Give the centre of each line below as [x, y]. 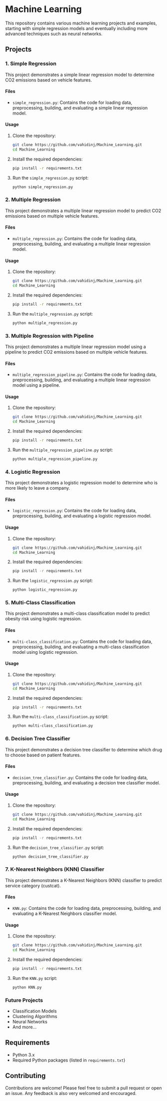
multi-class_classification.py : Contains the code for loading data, [82, 641]
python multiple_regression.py [45, 323]
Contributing [25, 1076]
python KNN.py [27, 987]
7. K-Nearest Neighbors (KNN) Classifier [55, 869]
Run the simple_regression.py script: [50, 178]
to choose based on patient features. [43, 755]
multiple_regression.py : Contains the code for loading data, [75, 239]
